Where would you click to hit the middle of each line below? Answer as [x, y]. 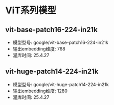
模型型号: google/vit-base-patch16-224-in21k [60, 42]
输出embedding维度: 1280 [40, 91]
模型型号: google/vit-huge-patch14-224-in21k [61, 84]
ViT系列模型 [31, 10]
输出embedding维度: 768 [39, 49]
